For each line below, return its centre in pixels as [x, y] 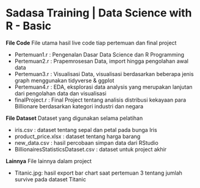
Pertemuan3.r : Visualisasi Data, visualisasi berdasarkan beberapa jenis [104, 74]
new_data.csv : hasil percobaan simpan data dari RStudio [87, 142]
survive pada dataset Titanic [50, 179]
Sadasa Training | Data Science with [99, 13]
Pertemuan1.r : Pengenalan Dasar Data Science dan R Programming [99, 54]
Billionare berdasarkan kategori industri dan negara [79, 106]
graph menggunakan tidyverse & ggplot [64, 80]
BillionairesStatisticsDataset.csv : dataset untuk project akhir [91, 149]
